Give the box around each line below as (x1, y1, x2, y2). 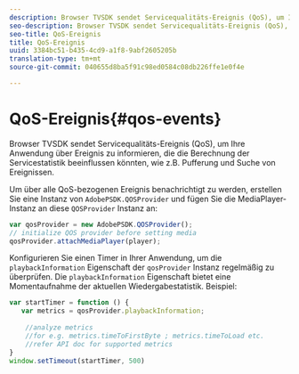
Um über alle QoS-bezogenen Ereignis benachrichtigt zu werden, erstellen (9, 183, 282, 194)
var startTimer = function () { (9, 298, 129, 307)
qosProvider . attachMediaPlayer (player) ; (9, 237, 162, 246)
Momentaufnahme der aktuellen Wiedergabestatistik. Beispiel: (9, 281, 238, 292)
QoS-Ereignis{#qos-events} (9, 109, 222, 129)
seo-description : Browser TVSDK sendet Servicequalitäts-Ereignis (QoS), (9, 21, 289, 30)
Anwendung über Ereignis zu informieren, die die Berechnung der (9, 148, 250, 159)
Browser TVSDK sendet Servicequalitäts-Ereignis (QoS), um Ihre (9, 138, 246, 149)
